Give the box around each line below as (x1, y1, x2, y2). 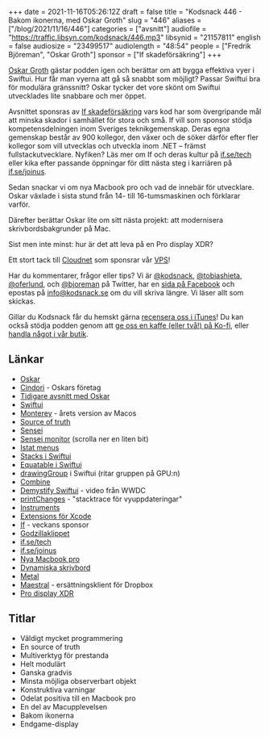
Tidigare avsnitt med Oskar (19, 391, 110, 400)
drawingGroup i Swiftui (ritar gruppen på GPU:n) (19, 468, 180, 478)
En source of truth (19, 642, 81, 651)
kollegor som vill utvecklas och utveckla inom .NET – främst (8, 141, 207, 150)
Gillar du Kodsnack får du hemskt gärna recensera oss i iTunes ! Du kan (8, 312, 244, 321)
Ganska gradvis (19, 668, 72, 677)
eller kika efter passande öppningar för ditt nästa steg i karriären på (8, 158, 232, 168)
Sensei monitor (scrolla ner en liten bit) (19, 433, 149, 443)
